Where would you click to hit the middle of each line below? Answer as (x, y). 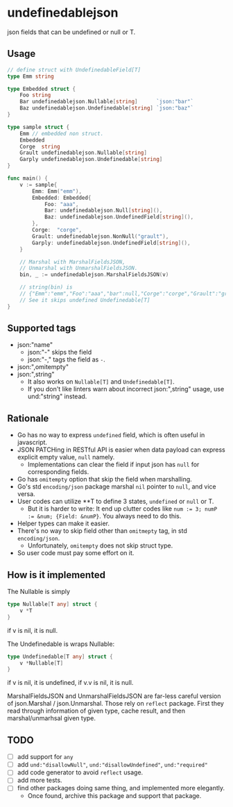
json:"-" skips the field (60, 352)
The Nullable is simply (39, 592)
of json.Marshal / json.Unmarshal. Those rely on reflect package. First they (115, 704)
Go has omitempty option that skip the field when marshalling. (104, 479)
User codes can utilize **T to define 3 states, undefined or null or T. (115, 502)
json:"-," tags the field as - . (66, 359)
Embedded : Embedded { (62, 198)
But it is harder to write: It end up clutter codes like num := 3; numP (122, 509)
